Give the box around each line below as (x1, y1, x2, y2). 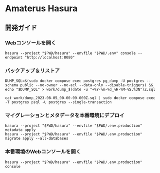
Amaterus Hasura (5, 3, 78, 14)
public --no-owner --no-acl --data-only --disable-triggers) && (20, 83, 153, 88)
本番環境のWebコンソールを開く (5, 148, 81, 155)
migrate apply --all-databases (5, 136, 69, 141)
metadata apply (5, 128, 36, 133)
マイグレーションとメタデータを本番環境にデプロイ (5, 112, 124, 119)
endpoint (5, 55, 23, 60)
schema (5, 83, 18, 88)
